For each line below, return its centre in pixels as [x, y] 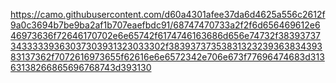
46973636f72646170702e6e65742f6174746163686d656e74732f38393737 [166, 35]
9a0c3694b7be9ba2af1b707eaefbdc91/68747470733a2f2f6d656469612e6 [165, 25]
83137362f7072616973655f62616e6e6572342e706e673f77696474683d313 [167, 57]
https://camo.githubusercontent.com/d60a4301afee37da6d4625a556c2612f [168, 14]
